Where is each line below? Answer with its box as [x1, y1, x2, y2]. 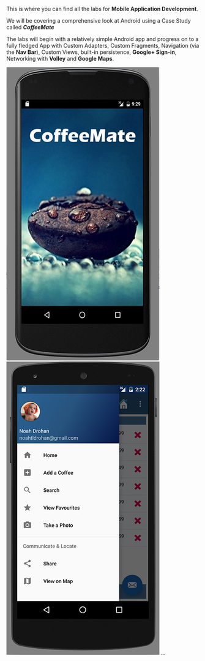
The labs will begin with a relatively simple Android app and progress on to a [6, 36, 199, 42]
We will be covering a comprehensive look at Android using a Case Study [6, 17, 191, 24]
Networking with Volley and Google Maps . [6, 55, 114, 62]
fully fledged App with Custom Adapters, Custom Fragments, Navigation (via [6, 42, 199, 49]
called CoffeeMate [6, 24, 54, 31]
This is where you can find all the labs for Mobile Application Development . [6, 6, 198, 12]
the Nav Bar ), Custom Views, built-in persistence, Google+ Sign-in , [6, 48, 177, 56]
